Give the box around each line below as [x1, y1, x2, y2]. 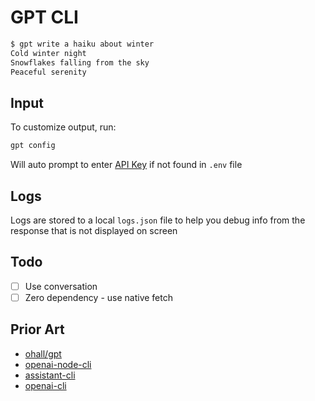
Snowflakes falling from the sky [10, 57, 150, 68]
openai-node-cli [24, 358, 92, 370]
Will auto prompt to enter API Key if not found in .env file [10, 159, 243, 171]
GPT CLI [10, 6, 79, 29]
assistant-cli [24, 369, 76, 381]
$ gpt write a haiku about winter [10, 39, 155, 49]
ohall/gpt [24, 347, 62, 360]
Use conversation [24, 280, 98, 292]
